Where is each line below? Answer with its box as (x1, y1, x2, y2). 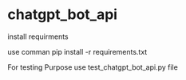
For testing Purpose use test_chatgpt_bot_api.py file (7, 62, 179, 72)
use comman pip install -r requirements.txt (7, 47, 148, 56)
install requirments (7, 32, 69, 41)
